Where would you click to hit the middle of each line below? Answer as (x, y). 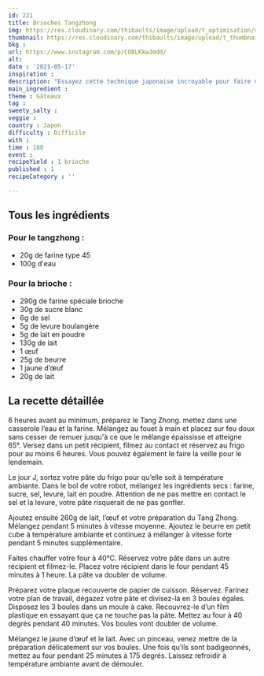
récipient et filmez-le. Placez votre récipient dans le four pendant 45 (119, 566)
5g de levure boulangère (59, 326)
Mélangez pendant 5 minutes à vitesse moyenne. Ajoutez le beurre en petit (130, 526)
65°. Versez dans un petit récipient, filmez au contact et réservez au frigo (126, 445)
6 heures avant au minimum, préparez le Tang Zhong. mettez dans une (123, 420)
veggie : (22, 118)
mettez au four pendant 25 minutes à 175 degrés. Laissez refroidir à (117, 656)
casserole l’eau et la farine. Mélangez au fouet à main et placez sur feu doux (132, 428)
